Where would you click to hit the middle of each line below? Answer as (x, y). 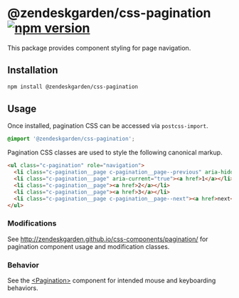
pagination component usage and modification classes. (89, 246)
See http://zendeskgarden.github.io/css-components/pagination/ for (108, 239)
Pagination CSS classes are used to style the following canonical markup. (115, 153)
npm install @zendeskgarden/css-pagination (73, 87)
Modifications (32, 223)
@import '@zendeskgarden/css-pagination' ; (71, 139)
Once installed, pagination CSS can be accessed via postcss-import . (108, 126)
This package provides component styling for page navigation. (99, 48)
